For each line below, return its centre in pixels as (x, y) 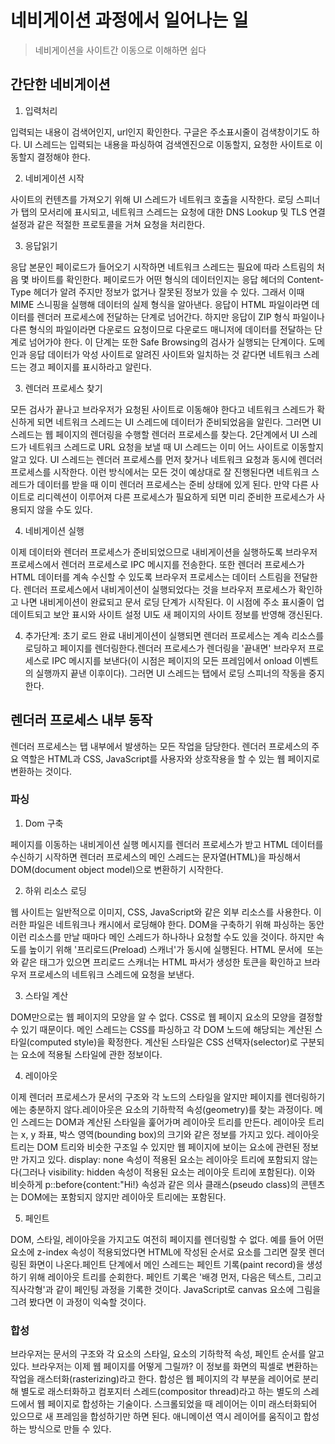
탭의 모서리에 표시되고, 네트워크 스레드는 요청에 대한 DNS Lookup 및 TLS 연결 (173, 212)
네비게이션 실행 (54, 530)
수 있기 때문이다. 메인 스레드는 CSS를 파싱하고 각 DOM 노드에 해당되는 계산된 (161, 1029)
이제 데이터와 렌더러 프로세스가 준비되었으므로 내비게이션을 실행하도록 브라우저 (164, 552)
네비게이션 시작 (54, 178)
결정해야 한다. (63, 157)
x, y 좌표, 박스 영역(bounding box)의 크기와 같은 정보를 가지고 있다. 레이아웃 (170, 1134)
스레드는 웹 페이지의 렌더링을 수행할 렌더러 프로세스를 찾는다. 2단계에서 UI (155, 434)
